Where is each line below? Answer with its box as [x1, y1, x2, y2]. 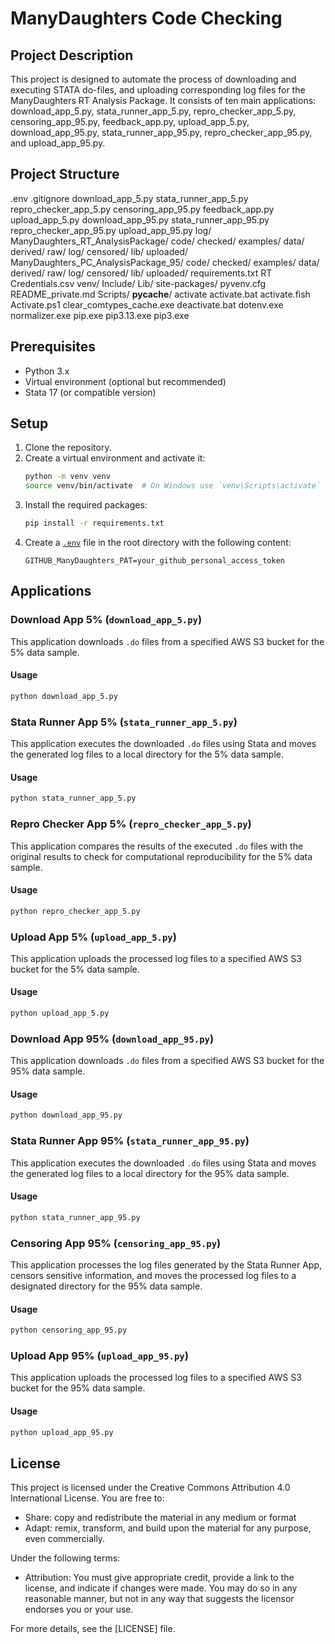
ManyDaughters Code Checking [10, 7, 283, 30]
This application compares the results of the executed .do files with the [10, 840, 304, 852]
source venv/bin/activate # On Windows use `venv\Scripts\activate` [24, 481, 322, 491]
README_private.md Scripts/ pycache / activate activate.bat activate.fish [10, 288, 311, 300]
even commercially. [24, 1533, 106, 1545]
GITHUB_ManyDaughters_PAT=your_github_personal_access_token [24, 556, 286, 566]
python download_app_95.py [10, 1110, 123, 1121]
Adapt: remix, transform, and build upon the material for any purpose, [24, 1522, 312, 1534]
